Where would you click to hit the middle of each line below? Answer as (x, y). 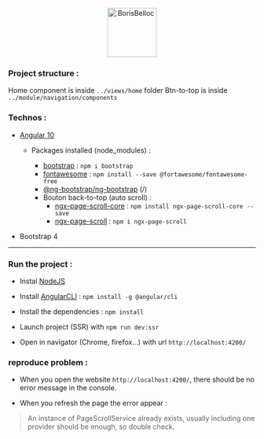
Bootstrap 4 (38, 236)
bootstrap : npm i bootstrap (88, 165)
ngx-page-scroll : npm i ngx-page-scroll (121, 221)
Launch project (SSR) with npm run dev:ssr (89, 326)
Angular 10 (37, 135)
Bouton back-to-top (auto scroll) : (97, 197)
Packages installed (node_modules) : (91, 150)
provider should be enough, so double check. (101, 427)
